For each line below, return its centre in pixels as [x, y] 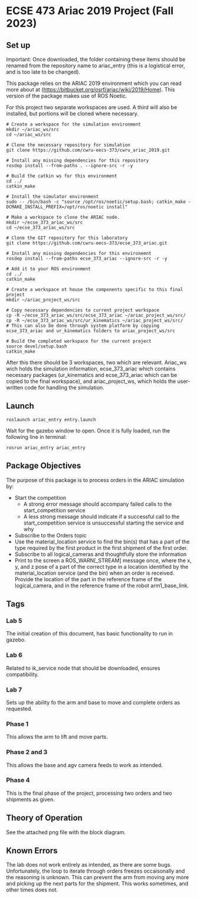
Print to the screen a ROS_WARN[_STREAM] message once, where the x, [103, 560]
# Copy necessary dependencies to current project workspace [83, 310]
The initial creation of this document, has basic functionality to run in [89, 634]
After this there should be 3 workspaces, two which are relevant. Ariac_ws [96, 362]
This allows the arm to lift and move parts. [57, 737]
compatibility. [23, 674]
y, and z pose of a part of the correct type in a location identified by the [101, 566]
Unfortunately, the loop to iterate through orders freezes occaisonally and [96, 871]
